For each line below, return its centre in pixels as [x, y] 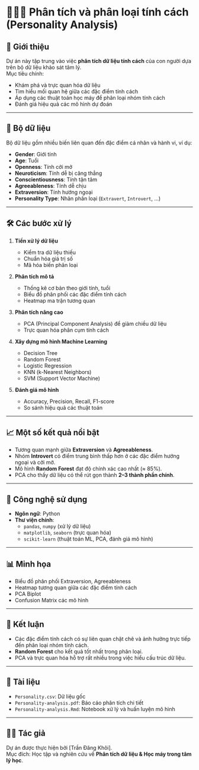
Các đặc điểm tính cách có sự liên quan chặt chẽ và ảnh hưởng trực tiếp [102, 639]
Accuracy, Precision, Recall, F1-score [69, 401]
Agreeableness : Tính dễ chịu [51, 186]
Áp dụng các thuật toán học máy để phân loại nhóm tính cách [90, 98]
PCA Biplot [28, 594]
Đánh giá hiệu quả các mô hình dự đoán [63, 104]
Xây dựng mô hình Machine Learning [61, 341]
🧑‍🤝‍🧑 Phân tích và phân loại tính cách [97, 12]
